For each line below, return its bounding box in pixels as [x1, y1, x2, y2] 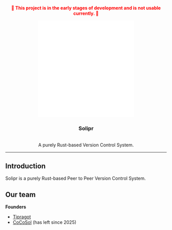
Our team [5, 190, 36, 199]
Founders [5, 203, 27, 210]
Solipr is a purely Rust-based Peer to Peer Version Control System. [5, 175, 146, 182]
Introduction [5, 162, 46, 170]
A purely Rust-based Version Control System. [38, 142, 134, 148]
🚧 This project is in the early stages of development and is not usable [11, 5, 161, 11]
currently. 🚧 [73, 10, 99, 16]
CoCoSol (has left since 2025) [12, 219, 77, 225]
